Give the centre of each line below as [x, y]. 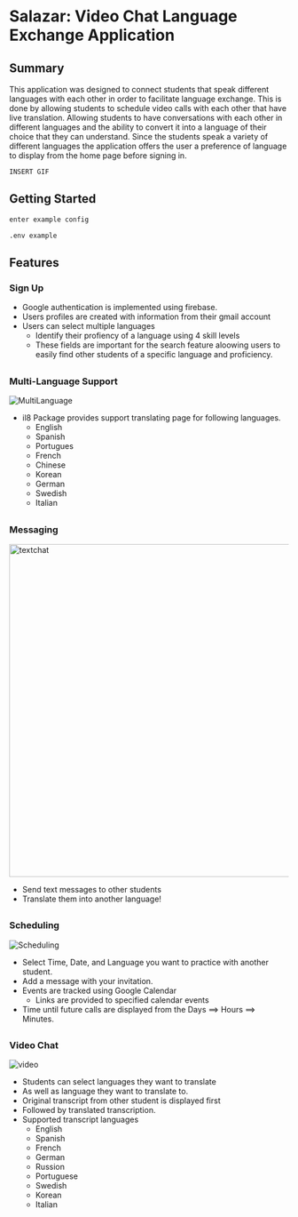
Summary [37, 68]
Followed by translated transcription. [89, 1110]
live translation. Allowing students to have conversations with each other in [146, 118]
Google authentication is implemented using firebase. [120, 308]
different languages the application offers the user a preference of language [148, 146]
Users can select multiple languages [88, 326]
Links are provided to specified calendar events [122, 1000]
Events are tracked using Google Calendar [99, 990]
